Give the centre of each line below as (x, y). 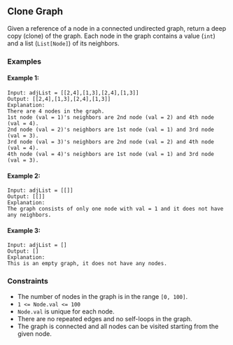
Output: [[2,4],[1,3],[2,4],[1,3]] (59, 99)
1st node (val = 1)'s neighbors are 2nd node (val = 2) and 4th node (111, 117)
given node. (35, 333)
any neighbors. (29, 215)
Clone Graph (35, 12)
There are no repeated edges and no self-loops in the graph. (105, 318)
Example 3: (24, 230)
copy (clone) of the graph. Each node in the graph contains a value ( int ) (111, 36)
